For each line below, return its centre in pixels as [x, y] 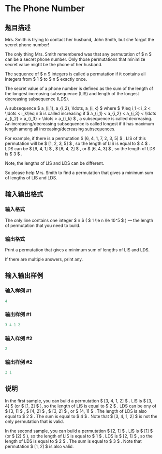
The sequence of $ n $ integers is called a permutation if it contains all [75, 74]
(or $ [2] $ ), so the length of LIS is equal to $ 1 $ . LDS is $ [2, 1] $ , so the [79, 436]
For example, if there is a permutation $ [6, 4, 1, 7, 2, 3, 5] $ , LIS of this [75, 138]
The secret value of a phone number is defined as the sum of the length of [79, 88]
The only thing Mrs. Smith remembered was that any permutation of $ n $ [78, 54]
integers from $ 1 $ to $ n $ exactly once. [46, 79]
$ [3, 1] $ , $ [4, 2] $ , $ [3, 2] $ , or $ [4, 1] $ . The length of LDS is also [76, 411]
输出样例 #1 [18, 314]
